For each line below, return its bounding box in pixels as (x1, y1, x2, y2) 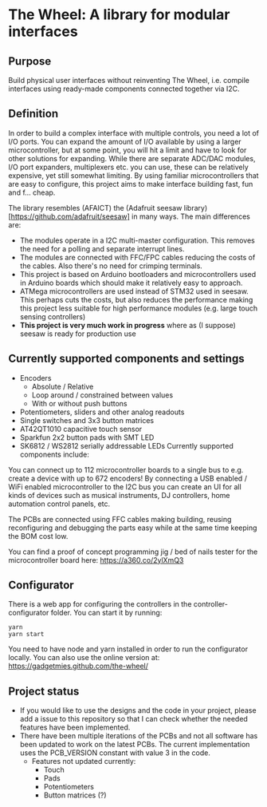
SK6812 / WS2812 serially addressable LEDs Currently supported (19, 441, 234, 450)
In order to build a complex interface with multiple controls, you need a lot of (8, 128, 260, 137)
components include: (19, 449, 89, 459)
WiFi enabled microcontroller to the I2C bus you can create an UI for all (8, 481, 241, 492)
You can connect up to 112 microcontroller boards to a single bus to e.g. (8, 465, 244, 474)
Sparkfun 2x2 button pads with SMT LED (19, 433, 155, 442)
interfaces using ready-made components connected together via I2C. (8, 84, 241, 93)
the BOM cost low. (8, 531, 69, 540)
